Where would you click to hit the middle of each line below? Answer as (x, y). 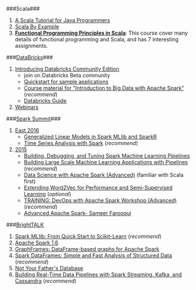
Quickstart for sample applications (66, 81)
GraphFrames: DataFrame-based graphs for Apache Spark (87, 249)
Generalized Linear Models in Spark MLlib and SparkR (90, 137)
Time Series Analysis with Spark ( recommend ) (81, 143)
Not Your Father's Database (49, 268)
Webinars (27, 107)
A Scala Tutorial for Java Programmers (62, 20)
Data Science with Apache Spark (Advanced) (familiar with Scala (104, 175)
